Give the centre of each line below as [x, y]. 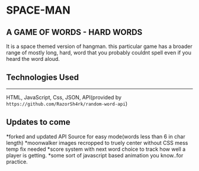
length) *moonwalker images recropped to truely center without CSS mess [97, 143]
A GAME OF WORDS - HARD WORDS [74, 32]
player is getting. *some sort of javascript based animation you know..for [95, 155]
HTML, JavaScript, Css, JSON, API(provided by [64, 97]
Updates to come [38, 122]
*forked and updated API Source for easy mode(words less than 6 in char [96, 136]
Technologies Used [42, 78]
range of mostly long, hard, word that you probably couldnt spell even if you [99, 53]
